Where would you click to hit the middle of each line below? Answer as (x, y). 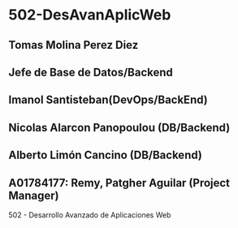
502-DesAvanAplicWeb (90, 15)
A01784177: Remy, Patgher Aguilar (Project (119, 183)
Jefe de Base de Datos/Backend (91, 72)
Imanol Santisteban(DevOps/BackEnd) (108, 100)
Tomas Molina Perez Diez (74, 45)
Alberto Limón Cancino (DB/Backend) (106, 155)
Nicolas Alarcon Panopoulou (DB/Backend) (119, 127)
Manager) (34, 195)
